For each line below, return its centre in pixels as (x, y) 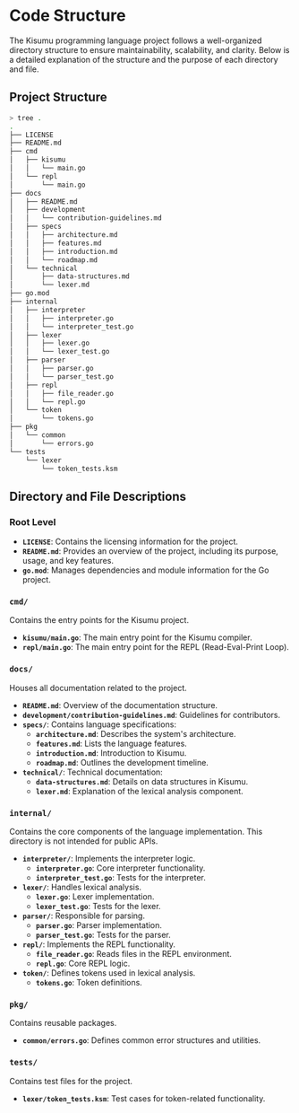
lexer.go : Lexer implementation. (95, 896)
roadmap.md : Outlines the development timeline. (122, 762)
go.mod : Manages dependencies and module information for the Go (145, 570)
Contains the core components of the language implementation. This (136, 831)
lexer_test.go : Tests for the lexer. (98, 906)
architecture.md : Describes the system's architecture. (136, 733)
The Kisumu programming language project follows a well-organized (136, 40)
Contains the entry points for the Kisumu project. (99, 620)
